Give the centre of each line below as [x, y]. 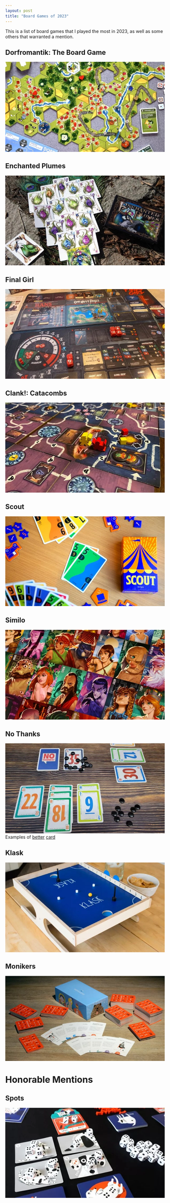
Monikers [20, 966]
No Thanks [23, 734]
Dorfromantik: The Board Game [56, 52]
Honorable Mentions [49, 1080]
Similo [15, 621]
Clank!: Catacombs [36, 393]
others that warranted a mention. [39, 37]
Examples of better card [30, 837]
